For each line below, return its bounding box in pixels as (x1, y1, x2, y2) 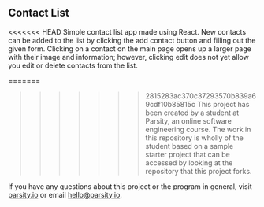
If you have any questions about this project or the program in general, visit (8, 181, 252, 191)
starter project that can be (145, 150, 231, 159)
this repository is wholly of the (145, 133, 244, 142)
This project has (196, 99, 250, 109)
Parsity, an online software (145, 116, 232, 125)
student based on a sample (145, 141, 234, 150)
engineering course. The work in (145, 124, 251, 134)
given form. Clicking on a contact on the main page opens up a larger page (8, 43, 252, 54)
